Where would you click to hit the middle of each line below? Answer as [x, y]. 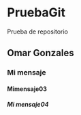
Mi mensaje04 [28, 105]
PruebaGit [36, 13]
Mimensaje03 [27, 89]
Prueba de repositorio [37, 31]
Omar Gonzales [40, 53]
